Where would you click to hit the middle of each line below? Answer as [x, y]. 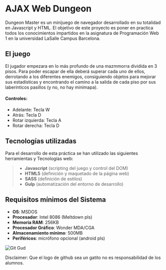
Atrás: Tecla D [27, 115]
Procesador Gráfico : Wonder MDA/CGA [53, 228]
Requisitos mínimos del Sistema [55, 200]
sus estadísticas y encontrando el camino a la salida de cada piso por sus [81, 82]
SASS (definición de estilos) [53, 179]
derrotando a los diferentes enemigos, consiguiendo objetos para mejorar [81, 76]
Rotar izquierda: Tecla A [37, 120]
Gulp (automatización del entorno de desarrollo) [74, 184]
